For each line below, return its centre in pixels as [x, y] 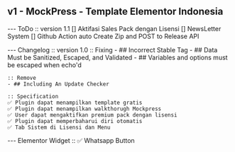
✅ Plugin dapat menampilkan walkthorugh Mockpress [84, 109]
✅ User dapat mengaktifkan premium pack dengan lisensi [92, 115]
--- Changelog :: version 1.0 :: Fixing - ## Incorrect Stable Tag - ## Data [113, 49]
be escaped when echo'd [44, 65]
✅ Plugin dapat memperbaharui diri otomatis [75, 121]
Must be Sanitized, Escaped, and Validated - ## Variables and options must [118, 57]
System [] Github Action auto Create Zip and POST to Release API [103, 36]
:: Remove [22, 78]
